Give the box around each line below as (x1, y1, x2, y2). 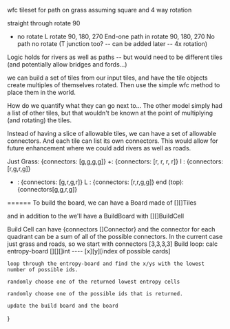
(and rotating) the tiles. (7, 116, 72, 124)
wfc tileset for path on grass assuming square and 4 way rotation (7, 6, 192, 14)
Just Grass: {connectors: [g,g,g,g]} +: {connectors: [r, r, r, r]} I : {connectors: (7, 157, 224, 166)
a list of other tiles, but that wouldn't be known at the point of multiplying (7, 109, 213, 117)
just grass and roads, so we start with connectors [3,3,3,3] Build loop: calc (7, 240, 218, 248)
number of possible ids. (7, 266, 79, 273)
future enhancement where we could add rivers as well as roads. (7, 144, 191, 152)
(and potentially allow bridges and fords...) (7, 60, 127, 68)
